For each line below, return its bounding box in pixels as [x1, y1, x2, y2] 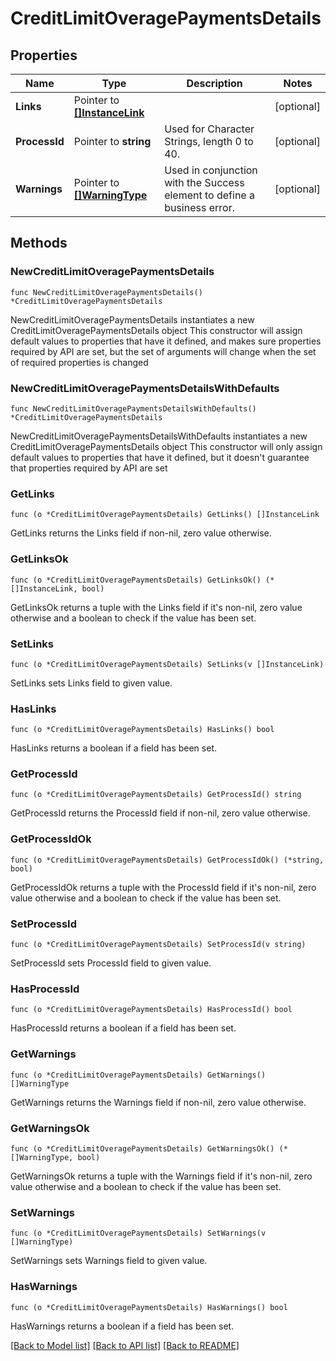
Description [186, 77, 243, 90]
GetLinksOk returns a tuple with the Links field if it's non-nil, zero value [10, 601, 303, 613]
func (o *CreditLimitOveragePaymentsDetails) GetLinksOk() [10, 575, 262, 585]
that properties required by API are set [10, 462, 168, 474]
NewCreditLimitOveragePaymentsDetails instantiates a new [10, 313, 255, 326]
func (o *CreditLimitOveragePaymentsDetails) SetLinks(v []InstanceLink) [10, 659, 325, 669]
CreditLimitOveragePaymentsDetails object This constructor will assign [10, 324, 303, 336]
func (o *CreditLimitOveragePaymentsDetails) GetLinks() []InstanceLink [10, 510, 320, 520]
